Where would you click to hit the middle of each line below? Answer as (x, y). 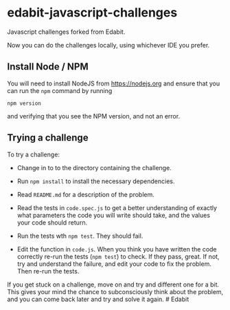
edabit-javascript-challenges (92, 13)
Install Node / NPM (48, 67)
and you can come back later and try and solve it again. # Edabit (98, 299)
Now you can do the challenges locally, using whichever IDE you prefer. (108, 45)
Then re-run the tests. (48, 271)
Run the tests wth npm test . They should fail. (80, 236)
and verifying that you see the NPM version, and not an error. (94, 116)
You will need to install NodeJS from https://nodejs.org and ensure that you (114, 83)
